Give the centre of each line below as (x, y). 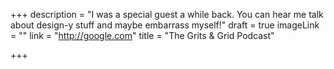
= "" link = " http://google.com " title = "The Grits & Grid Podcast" (142, 35)
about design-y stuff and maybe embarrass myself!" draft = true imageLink (165, 25)
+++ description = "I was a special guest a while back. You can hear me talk (167, 14)
